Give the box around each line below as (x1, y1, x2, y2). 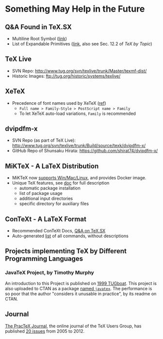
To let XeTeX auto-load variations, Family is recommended (19, 111, 136, 116)
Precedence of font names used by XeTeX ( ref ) (12, 100, 107, 106)
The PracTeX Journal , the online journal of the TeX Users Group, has (5, 323, 142, 329)
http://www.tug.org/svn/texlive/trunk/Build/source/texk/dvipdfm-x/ (12, 143, 146, 149)
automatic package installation (19, 185, 81, 191)
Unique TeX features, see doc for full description (12, 180, 110, 186)
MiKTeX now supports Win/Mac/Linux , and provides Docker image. (12, 175, 147, 181)
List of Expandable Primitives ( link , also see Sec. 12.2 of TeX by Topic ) (12, 41, 152, 47)
